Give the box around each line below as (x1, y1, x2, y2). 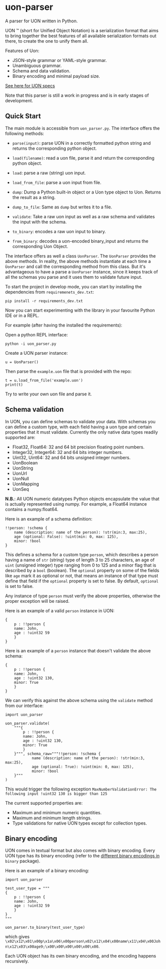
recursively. (5, 958, 29, 964)
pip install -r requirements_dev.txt (5, 298, 83, 304)
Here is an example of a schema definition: (5, 516, 93, 522)
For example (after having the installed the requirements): (5, 322, 122, 328)
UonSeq (12, 486, 29, 492)
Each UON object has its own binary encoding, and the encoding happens (5, 953, 156, 959)
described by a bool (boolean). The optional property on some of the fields (5, 567, 160, 573)
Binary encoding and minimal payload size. (12, 73, 100, 79)
